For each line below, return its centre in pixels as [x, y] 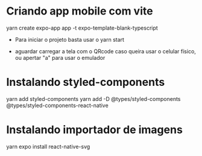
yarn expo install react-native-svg [48, 146]
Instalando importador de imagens [94, 130]
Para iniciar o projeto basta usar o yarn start [70, 39]
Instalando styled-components [86, 82]
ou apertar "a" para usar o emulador [60, 57]
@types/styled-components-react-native [57, 105]
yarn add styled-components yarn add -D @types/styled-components [93, 99]
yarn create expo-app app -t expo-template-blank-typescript [82, 28]
